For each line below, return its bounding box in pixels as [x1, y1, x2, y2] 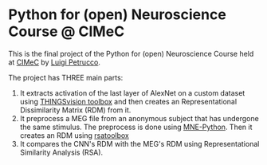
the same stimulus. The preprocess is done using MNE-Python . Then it [19, 122, 253, 132]
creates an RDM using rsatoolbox [19, 130, 129, 140]
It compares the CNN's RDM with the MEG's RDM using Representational [19, 139, 260, 148]
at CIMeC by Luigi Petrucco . [8, 57, 101, 67]
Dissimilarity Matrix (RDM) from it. [19, 105, 132, 115]
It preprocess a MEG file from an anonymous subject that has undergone [19, 113, 259, 123]
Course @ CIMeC [8, 22, 125, 41]
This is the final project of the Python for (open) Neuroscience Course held [8, 49, 254, 58]
